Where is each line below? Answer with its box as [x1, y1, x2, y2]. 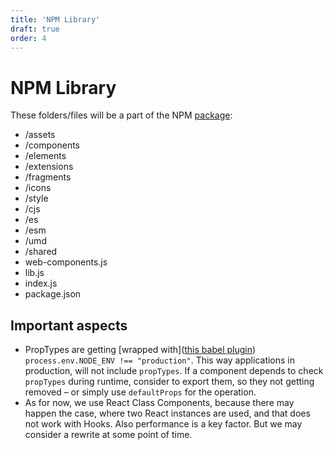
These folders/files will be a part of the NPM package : [10, 109, 233, 121]
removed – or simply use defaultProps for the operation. [24, 386, 257, 398]
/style [24, 192, 49, 205]
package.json [24, 288, 82, 300]
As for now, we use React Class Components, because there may [24, 397, 295, 409]
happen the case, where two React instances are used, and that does [24, 407, 311, 420]
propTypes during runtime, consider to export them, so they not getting [24, 376, 315, 388]
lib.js [24, 267, 45, 279]
